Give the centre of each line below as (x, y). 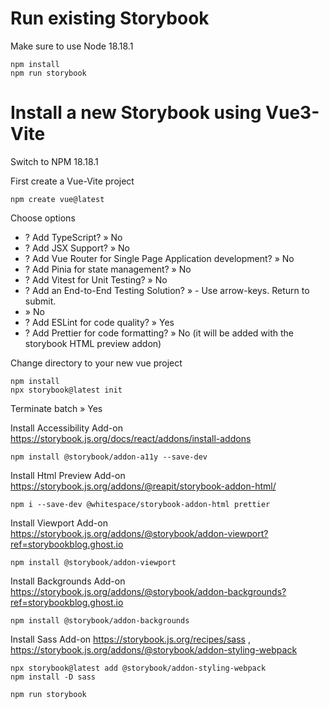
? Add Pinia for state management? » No (108, 269)
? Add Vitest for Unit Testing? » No (96, 279)
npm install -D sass (53, 677)
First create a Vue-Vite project (72, 181)
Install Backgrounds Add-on (68, 581)
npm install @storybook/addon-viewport (93, 562)
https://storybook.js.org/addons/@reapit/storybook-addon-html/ (143, 486)
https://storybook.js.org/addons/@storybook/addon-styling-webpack (154, 649)
